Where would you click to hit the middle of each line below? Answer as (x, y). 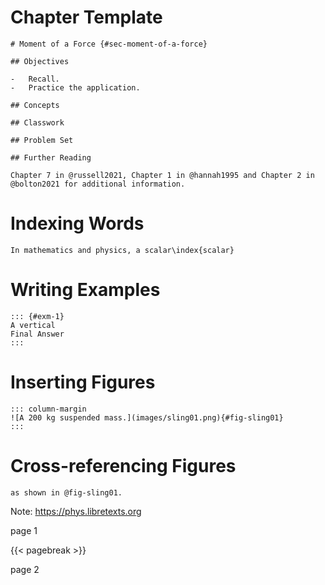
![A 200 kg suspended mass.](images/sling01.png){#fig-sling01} (147, 417)
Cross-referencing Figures (123, 465)
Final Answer (37, 334)
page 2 (25, 569)
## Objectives (40, 61)
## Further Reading (51, 157)
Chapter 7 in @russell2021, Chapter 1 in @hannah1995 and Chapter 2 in (162, 175)
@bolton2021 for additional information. (98, 184)
